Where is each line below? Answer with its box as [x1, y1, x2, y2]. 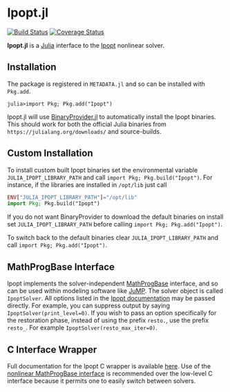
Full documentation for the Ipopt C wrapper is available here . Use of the [7, 362, 211, 370]
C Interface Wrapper [7, 344, 97, 355]
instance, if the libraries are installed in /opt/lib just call [7, 180, 167, 188]
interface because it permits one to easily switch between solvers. [7, 376, 196, 385]
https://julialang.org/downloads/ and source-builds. [7, 127, 162, 136]
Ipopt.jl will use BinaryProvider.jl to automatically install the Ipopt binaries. [7, 112, 216, 121]
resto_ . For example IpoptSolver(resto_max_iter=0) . [7, 323, 157, 332]
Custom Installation [7, 148, 93, 159]
